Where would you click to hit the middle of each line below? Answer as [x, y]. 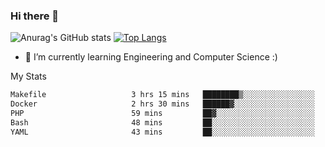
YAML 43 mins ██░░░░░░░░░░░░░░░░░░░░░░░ [162, 132]
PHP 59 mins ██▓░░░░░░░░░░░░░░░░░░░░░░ [162, 114]
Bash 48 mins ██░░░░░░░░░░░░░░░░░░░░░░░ [162, 122]
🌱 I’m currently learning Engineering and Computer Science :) [151, 57]
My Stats [28, 76]
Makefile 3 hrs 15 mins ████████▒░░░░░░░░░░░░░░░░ [162, 95]
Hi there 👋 [35, 16]
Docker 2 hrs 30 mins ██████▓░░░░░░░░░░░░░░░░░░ [162, 104]
